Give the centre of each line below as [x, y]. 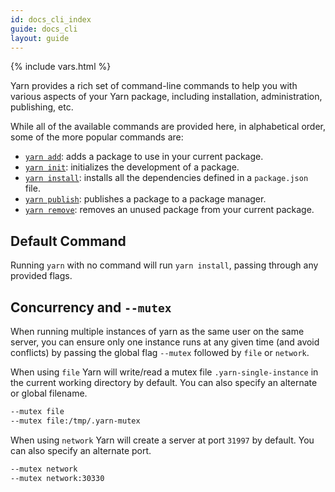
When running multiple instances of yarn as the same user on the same [157, 331]
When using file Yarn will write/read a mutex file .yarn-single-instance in [164, 372]
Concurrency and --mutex [91, 307]
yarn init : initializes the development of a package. [132, 167]
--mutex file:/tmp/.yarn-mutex [75, 421]
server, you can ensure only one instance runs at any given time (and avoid [165, 342]
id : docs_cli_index [51, 19]
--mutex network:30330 [57, 478]
